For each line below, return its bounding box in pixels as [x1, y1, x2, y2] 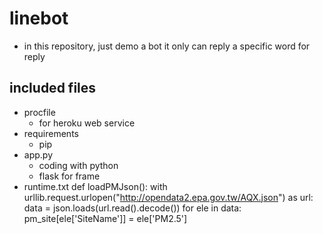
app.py [23, 148, 54, 161]
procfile [23, 106, 56, 118]
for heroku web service [38, 117, 136, 129]
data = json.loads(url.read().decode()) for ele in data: [23, 202, 242, 214]
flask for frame [38, 170, 101, 182]
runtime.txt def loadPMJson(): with [23, 180, 168, 192]
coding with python [38, 159, 119, 171]
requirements [23, 127, 79, 139]
